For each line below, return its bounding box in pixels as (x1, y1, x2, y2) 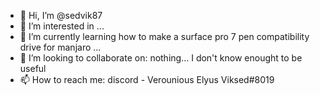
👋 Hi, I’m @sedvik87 (19, 10, 103, 21)
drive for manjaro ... (19, 41, 102, 53)
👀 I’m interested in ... (19, 20, 105, 32)
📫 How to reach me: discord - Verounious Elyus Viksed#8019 (19, 74, 275, 85)
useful (19, 63, 47, 74)
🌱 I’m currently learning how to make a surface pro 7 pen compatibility (19, 31, 310, 42)
